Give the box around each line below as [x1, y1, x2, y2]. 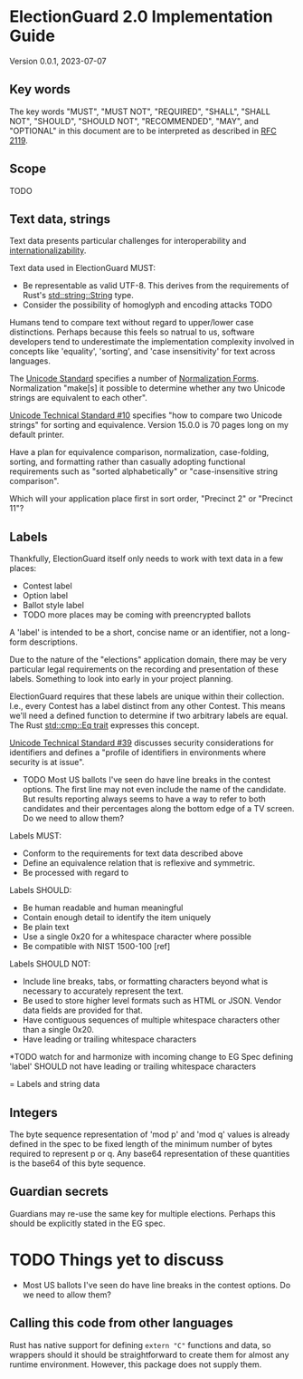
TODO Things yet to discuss [9, 1249, 224, 1270]
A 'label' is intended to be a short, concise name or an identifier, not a [9, 627, 269, 638]
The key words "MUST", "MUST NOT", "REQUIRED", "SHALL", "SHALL [9, 106, 271, 117]
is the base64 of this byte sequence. [9, 1158, 147, 1169]
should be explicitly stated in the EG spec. [9, 1218, 166, 1228]
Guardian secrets [9, 1184, 109, 1199]
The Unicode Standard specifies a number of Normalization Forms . [9, 374, 260, 384]
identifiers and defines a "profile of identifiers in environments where [9, 747, 267, 758]
